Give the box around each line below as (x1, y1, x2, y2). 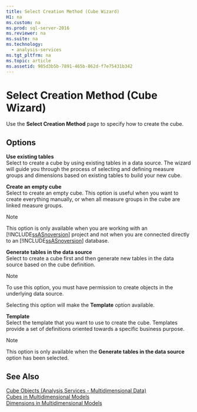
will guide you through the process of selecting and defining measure (6, 166, 175, 173)
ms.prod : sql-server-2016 (6, 25, 69, 31)
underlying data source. (6, 290, 64, 297)
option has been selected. (6, 354, 69, 361)
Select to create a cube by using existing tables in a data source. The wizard (6, 159, 191, 166)
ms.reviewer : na (6, 31, 46, 36)
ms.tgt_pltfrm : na (6, 52, 51, 58)
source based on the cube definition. (6, 261, 95, 268)
